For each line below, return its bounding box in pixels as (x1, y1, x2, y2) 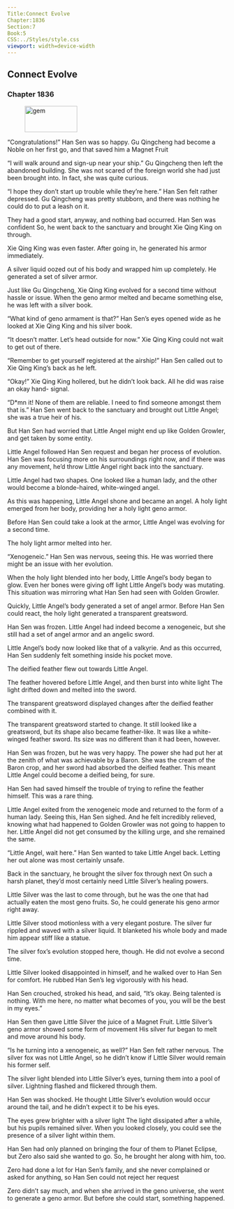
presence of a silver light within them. (7, 1131, 115, 1139)
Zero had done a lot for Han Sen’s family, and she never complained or (7, 1165, 210, 1174)
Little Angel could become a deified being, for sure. (7, 770, 155, 779)
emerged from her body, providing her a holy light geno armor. (7, 504, 187, 512)
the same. (7, 834, 36, 843)
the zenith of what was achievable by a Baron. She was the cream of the (7, 755, 216, 764)
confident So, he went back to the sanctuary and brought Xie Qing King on (7, 223, 222, 231)
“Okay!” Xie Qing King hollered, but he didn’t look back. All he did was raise (7, 377, 224, 385)
